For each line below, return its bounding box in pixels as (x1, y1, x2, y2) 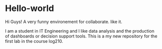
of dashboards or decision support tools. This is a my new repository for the (5, 33, 158, 39)
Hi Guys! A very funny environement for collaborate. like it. (5, 19, 123, 24)
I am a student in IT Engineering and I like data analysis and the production (5, 28, 155, 34)
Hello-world (5, 3, 54, 14)
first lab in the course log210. (5, 38, 63, 44)
